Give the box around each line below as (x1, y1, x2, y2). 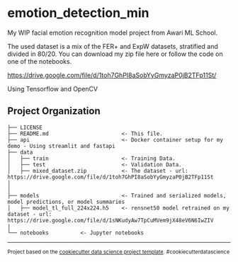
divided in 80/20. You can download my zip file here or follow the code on (7, 50, 223, 58)
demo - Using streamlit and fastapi (7, 142, 115, 149)
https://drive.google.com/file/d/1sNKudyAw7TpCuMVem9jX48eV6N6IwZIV (7, 217, 214, 224)
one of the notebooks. (7, 57, 72, 65)
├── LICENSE (7, 124, 42, 131)
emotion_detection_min (7, 5, 149, 21)
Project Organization (7, 105, 101, 118)
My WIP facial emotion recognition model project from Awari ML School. (7, 28, 218, 37)
